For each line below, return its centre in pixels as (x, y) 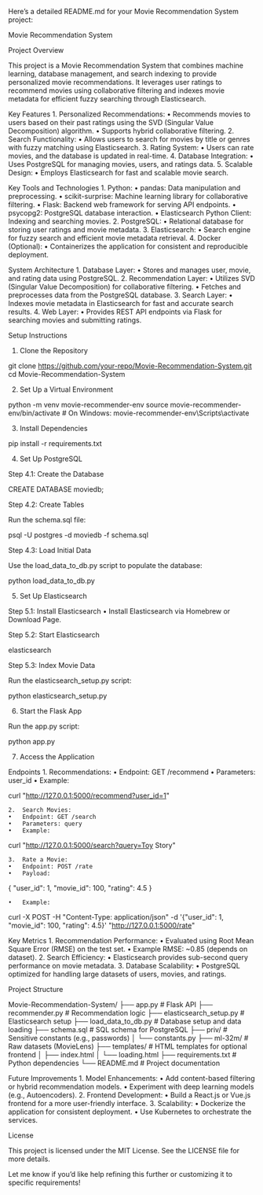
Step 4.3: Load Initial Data (50, 550)
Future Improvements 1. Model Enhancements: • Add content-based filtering (131, 1078)
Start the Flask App (51, 711)
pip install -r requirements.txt (55, 443)
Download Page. (35, 620)
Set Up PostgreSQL (51, 459)
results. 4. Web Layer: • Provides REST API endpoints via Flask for (115, 312)
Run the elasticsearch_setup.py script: (70, 680)
